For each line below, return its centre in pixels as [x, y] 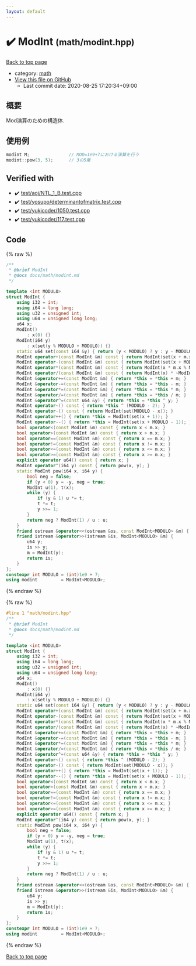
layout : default [26, 11]
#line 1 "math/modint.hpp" [39, 613]
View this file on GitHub [43, 79]
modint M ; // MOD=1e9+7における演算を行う [73, 155]
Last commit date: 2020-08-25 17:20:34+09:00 [80, 85]
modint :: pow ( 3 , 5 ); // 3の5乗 [48, 160]
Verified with [30, 178]
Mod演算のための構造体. [35, 121]
